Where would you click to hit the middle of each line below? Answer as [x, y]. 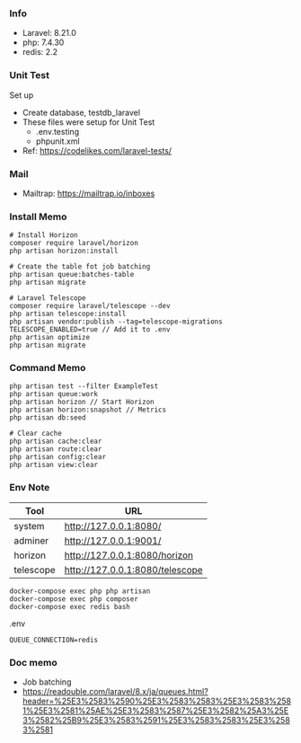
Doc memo [33, 662]
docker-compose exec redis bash [70, 606]
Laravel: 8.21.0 [49, 33]
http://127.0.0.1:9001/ [113, 540]
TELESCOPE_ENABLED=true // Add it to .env [90, 330]
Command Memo [48, 368]
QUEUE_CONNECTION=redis [54, 640]
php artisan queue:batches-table [72, 275]
